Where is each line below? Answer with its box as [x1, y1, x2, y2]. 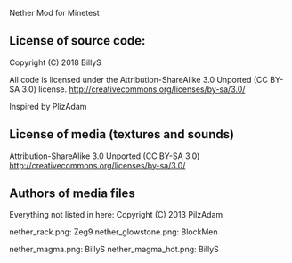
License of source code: [9, 33, 146, 48]
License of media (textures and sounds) [9, 127, 234, 142]
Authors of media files [9, 186, 135, 201]
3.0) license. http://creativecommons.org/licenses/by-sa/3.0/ [21, 84, 246, 95]
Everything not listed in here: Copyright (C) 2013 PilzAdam [9, 210, 223, 220]
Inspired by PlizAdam [9, 101, 87, 111]
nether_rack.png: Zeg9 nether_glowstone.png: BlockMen [9, 226, 218, 237]
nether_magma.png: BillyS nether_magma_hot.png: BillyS [9, 244, 220, 255]
